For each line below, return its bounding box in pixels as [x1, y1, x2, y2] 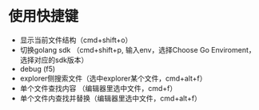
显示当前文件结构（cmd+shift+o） [19, 35, 133, 45]
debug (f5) [19, 64, 56, 73]
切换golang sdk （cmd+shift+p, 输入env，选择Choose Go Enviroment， [19, 45, 256, 54]
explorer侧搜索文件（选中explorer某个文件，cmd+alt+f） [19, 73, 207, 83]
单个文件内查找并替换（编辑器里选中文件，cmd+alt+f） [19, 93, 202, 103]
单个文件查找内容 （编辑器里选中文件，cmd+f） [19, 83, 177, 92]
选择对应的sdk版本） [19, 55, 89, 65]
